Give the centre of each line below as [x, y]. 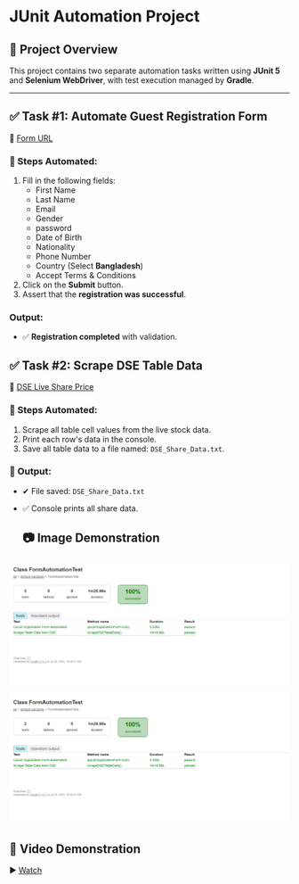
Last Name [55, 200]
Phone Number [63, 257]
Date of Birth [59, 237]
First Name [56, 190]
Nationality [55, 247]
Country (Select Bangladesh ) [89, 266]
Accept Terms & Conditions [85, 276]
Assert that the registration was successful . [104, 294]
